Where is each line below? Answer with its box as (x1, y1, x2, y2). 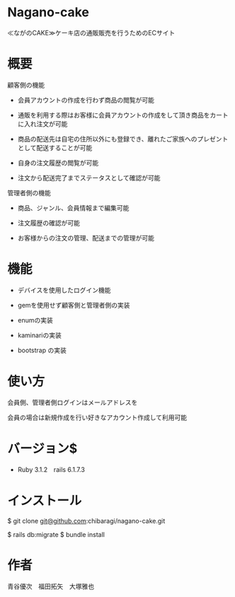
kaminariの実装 (17, 330, 62, 340)
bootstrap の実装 (17, 346, 67, 354)
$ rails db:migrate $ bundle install (7, 530, 105, 538)
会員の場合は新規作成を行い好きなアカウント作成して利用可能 (7, 413, 188, 422)
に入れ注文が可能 (17, 120, 68, 128)
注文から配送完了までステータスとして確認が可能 (17, 173, 161, 182)
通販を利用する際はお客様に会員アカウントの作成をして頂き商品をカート (17, 110, 229, 119)
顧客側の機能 (7, 81, 45, 89)
